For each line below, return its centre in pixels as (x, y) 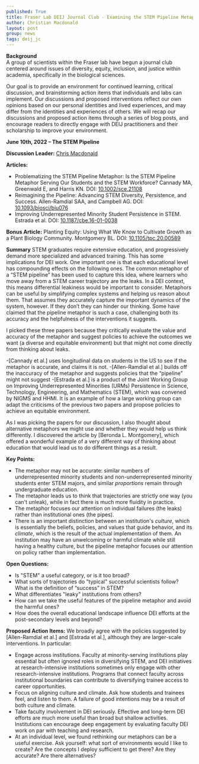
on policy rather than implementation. (60, 552)
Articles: (17, 165)
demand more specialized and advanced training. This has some (85, 256)
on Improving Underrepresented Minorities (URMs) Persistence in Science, (97, 386)
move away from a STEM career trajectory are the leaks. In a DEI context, (96, 281)
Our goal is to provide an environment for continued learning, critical (90, 86)
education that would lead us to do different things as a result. (82, 447)
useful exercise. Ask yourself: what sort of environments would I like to (101, 743)
